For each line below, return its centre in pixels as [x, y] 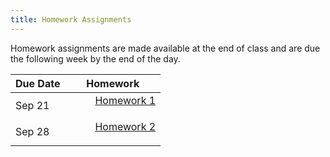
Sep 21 [32, 105]
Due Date [38, 83]
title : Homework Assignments [71, 19]
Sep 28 [32, 131]
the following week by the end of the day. [95, 58]
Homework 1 [125, 100]
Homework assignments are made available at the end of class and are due [165, 48]
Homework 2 [125, 126]
